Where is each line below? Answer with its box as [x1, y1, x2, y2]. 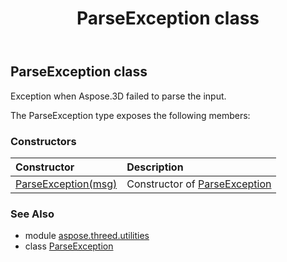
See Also [10, 207, 55, 221]
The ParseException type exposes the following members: [10, 109, 251, 121]
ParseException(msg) [15, 177, 118, 191]
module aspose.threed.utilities [24, 230, 150, 242]
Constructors [10, 134, 77, 148]
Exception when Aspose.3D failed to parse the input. [10, 90, 227, 102]
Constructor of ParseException [126, 177, 272, 191]
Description [126, 160, 184, 174]
